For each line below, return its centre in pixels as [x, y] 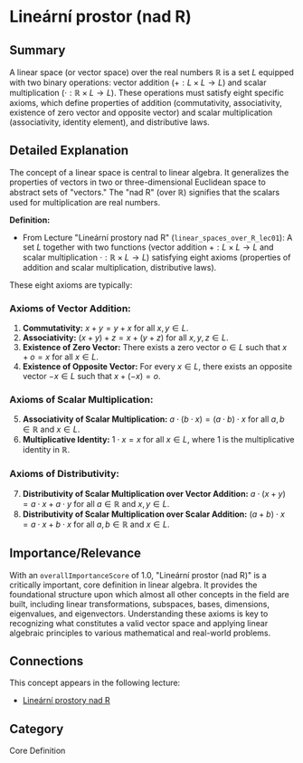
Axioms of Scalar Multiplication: [81, 400]
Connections [47, 661]
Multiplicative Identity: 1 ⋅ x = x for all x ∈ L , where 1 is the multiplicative [158, 440]
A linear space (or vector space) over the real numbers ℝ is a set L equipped [151, 72]
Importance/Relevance [76, 553]
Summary [38, 50]
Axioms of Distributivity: [64, 474]
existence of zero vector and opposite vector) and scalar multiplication [141, 112]
